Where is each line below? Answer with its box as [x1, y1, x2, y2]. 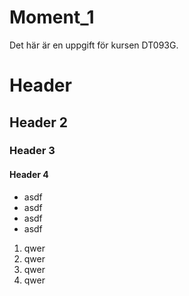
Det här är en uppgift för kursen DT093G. [9, 39, 179, 51]
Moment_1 [9, 6, 95, 29]
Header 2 [9, 114, 69, 131]
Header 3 [9, 144, 56, 158]
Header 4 [9, 169, 49, 181]
